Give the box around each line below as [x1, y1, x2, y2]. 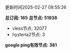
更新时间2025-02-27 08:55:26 [5, 4, 67, 10]
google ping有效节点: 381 [5, 42, 57, 48]
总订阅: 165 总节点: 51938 [5, 15, 57, 21]
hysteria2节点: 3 [12, 32, 45, 37]
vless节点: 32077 [12, 25, 47, 31]
